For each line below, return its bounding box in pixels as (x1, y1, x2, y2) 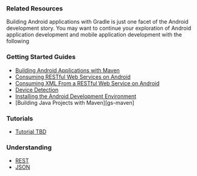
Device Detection (15, 86, 59, 93)
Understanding (6, 143, 52, 152)
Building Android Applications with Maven (15, 66, 120, 74)
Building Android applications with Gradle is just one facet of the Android (6, 18, 188, 26)
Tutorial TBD (15, 128, 47, 135)
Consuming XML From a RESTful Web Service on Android (15, 79, 160, 86)
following (6, 38, 29, 45)
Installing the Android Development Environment (15, 93, 137, 100)
